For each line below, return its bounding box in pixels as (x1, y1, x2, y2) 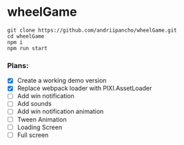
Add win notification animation (17, 107, 104, 115)
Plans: (7, 60, 29, 70)
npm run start (7, 45, 48, 52)
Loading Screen (17, 123, 63, 131)
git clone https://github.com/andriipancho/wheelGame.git (7, 27, 177, 34)
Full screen (17, 131, 49, 139)
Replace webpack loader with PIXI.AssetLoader (17, 84, 152, 93)
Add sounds (17, 100, 52, 108)
